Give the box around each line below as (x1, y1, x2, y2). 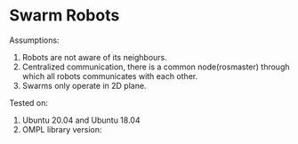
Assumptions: (9, 35, 60, 45)
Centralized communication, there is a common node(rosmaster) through (21, 61, 291, 72)
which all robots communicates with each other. (21, 70, 198, 81)
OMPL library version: (21, 124, 102, 134)
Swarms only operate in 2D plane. (21, 80, 147, 91)
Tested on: (9, 97, 49, 108)
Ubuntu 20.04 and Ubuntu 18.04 (21, 115, 141, 125)
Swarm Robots (9, 5, 120, 26)
